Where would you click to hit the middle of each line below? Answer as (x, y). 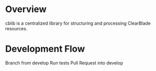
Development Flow (45, 49)
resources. (16, 28)
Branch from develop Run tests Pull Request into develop (64, 63)
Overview (26, 9)
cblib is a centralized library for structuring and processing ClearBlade (78, 23)
